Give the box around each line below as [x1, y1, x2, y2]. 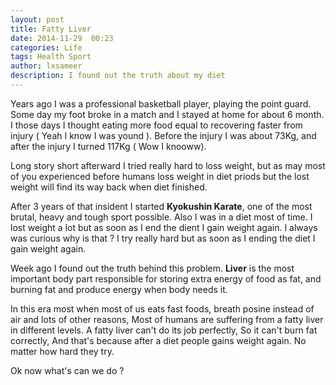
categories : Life [10, 42, 83, 53]
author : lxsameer [10, 61, 83, 71]
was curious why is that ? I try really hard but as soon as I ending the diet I [10, 232, 316, 244]
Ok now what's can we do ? [10, 364, 125, 376]
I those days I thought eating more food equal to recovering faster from [10, 119, 303, 131]
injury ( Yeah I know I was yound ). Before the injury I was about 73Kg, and [10, 129, 317, 141]
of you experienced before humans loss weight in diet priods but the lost [10, 170, 310, 182]
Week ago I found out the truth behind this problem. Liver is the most [10, 262, 295, 274]
